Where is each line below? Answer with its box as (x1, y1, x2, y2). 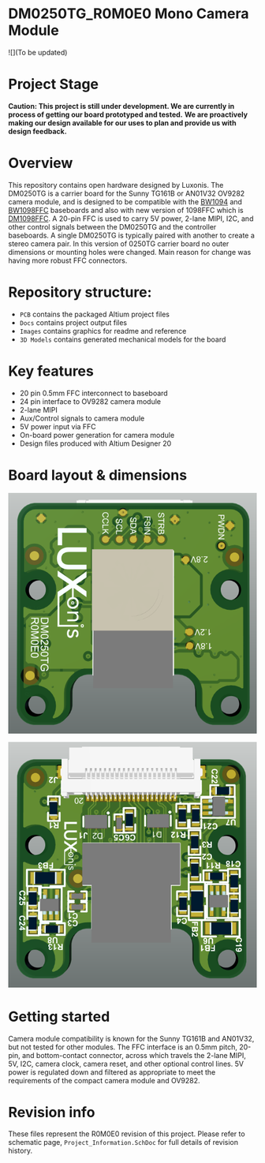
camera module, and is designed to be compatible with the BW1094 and (8, 196, 243, 206)
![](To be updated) (8, 47, 68, 57)
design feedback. (8, 126, 67, 136)
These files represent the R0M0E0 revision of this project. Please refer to (8, 1129, 246, 1139)
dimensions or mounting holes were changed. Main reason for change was (8, 247, 252, 256)
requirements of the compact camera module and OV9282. (8, 1075, 200, 1085)
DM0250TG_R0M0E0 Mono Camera (8, 5, 249, 23)
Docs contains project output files (19, 317, 128, 327)
